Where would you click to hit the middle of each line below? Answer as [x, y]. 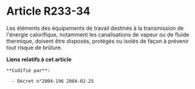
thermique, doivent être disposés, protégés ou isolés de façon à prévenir [97, 41]
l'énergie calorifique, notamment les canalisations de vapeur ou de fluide [98, 34]
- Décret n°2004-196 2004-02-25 [53, 81]
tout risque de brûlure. [34, 48]
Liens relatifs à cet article [39, 59]
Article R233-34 [48, 11]
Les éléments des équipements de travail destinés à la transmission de [95, 28]
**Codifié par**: [28, 70]
